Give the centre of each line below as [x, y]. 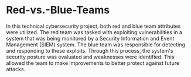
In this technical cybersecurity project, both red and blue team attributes [93, 26]
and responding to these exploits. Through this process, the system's [90, 50]
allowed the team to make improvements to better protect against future [93, 63]
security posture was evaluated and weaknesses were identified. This [90, 57]
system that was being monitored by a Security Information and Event [90, 38]
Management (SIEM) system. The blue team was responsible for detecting [96, 45]
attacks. [16, 69]
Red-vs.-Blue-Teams [58, 10]
